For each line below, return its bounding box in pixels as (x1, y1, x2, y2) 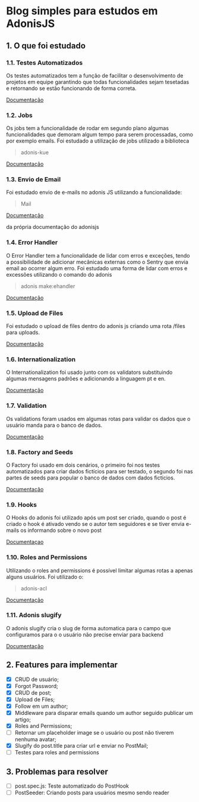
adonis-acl (20, 584, 48, 592)
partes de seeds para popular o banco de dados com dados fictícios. (6, 474, 175, 481)
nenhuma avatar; (14, 736, 56, 743)
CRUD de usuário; (14, 676, 59, 683)
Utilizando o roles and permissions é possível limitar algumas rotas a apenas (6, 566, 193, 574)
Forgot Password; (14, 682, 58, 689)
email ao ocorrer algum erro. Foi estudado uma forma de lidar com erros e (6, 264, 188, 272)
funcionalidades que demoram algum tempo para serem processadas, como (6, 131, 193, 138)
